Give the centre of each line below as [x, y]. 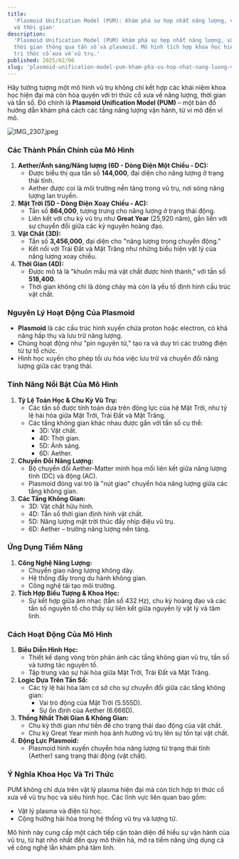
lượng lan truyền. [53, 195]
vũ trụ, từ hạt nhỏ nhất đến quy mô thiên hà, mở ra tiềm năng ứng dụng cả [116, 840]
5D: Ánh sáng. [60, 446]
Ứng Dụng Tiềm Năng [45, 547]
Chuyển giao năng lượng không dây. [81, 570]
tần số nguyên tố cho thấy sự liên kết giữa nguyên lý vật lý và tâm [124, 608]
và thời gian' [34, 27]
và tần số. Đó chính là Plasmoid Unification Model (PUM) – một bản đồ [112, 102]
